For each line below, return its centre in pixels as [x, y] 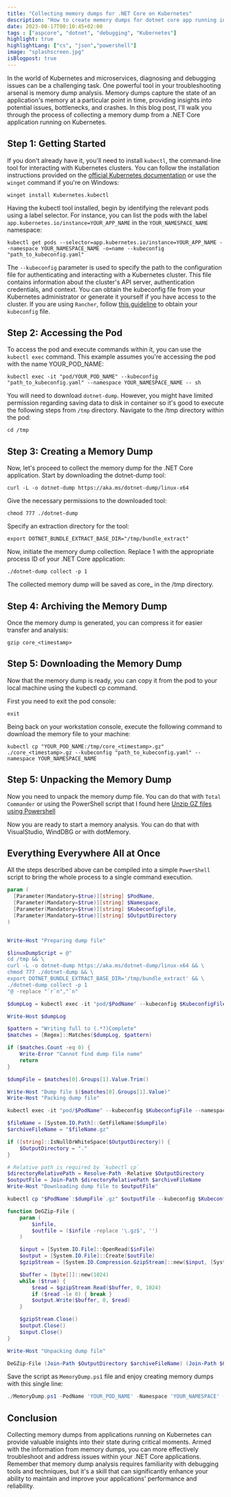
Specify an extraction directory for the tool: [68, 526]
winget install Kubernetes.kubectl [58, 195]
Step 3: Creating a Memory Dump [80, 452]
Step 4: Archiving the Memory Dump [87, 606]
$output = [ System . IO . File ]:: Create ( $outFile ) [87, 1256]
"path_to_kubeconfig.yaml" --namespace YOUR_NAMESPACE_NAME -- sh [104, 383]
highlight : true [30, 39]
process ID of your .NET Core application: [66, 559]
